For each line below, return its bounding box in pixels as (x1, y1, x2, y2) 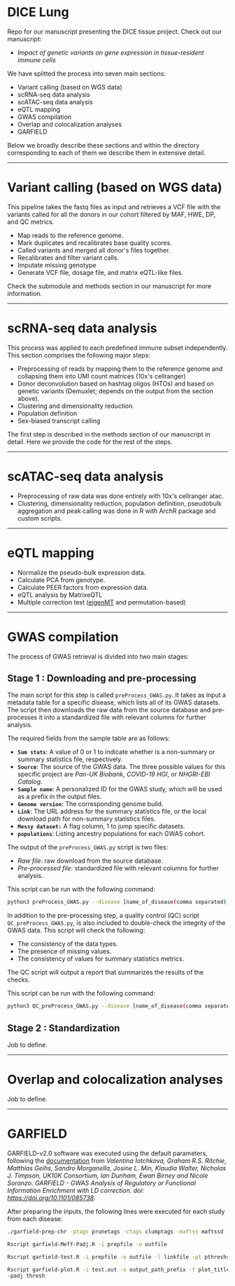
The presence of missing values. (17, 947, 112, 956)
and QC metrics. (7, 218, 55, 226)
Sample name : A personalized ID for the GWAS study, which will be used (17, 785, 222, 793)
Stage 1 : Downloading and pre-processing (7, 672, 197, 684)
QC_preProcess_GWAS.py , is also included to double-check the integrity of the (7, 919, 226, 927)
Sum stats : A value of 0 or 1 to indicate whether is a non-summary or (17, 748, 215, 756)
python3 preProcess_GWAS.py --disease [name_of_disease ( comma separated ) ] (7, 898, 230, 906)
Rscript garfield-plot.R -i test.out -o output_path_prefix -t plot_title (7, 1266, 230, 1273)
